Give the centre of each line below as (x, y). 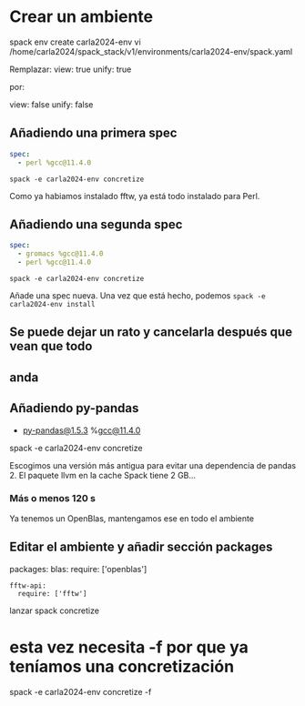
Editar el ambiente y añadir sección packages (141, 547)
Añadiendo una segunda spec (96, 224)
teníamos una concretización (122, 666)
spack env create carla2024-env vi (75, 42)
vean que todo (51, 346)
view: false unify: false (51, 104)
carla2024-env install (52, 304)
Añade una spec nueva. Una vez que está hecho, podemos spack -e (137, 295)
